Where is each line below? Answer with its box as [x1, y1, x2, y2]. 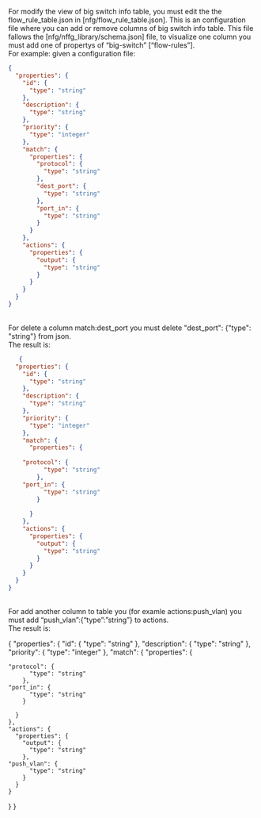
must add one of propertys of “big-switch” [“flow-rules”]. [8, 40, 195, 50]
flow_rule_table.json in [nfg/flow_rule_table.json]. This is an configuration [8, 15, 247, 25]
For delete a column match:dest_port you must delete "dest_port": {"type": [8, 323, 252, 332]
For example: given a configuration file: [8, 49, 136, 58]
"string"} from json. [8, 331, 71, 340]
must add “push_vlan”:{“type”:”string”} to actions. [8, 615, 169, 624]
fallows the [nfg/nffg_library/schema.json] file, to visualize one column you [8, 32, 252, 41]
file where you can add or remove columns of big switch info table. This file [8, 24, 254, 33]
